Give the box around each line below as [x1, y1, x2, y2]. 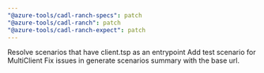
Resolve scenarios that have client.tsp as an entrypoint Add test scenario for [7, 48, 256, 57]
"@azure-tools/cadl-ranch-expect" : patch [7, 26, 146, 34]
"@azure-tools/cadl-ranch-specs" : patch [7, 11, 143, 20]
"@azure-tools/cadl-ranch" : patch [7, 19, 122, 27]
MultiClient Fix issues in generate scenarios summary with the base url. [7, 56, 240, 65]
